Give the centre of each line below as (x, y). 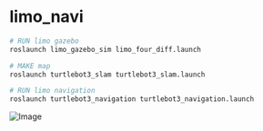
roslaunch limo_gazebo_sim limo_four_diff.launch (106, 49)
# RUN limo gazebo (44, 41)
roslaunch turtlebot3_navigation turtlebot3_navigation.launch (132, 99)
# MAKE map (30, 65)
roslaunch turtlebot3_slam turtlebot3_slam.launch (107, 75)
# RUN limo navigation (52, 91)
